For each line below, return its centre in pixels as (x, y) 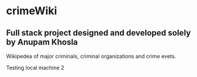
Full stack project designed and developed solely (99, 33)
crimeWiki (32, 11)
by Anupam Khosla (42, 42)
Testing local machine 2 (35, 68)
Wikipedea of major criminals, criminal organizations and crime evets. (91, 56)
